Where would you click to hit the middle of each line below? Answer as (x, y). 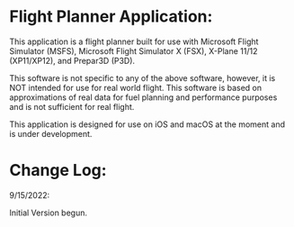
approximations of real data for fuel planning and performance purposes (143, 97)
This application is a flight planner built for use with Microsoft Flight (134, 41)
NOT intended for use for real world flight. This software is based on (136, 87)
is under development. (51, 133)
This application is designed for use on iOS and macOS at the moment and (147, 124)
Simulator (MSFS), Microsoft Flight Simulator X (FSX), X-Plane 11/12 (134, 50)
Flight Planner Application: (111, 17)
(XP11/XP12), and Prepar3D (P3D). (72, 60)
